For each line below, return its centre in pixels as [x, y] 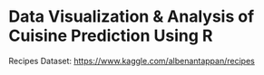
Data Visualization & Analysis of [132, 17]
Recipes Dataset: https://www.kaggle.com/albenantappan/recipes [132, 61]
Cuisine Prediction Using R [111, 36]
